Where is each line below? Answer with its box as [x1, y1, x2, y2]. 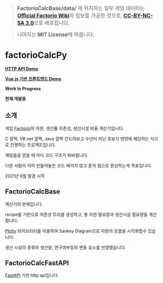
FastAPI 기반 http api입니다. [5, 272, 60, 278]
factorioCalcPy [5, 50, 67, 61]
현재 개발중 [5, 95, 26, 102]
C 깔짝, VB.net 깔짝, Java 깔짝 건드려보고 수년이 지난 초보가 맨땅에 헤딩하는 [5, 135, 149, 141]
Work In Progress [5, 86, 41, 91]
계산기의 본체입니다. [5, 201, 43, 207]
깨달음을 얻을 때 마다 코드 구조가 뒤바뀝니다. [5, 152, 89, 158]
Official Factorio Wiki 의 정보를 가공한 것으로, [17, 12, 122, 19]
